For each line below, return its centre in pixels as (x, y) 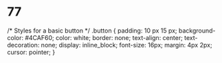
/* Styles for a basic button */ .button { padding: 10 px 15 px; (92, 30)
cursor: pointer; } (31, 52)
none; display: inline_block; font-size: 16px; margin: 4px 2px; (126, 45)
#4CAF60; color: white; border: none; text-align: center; (104, 37)
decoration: (23, 45)
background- (197, 30)
